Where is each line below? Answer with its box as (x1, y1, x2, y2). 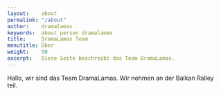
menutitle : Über (7, 42, 54, 49)
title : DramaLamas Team (7, 36, 89, 43)
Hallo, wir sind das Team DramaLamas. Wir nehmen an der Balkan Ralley (7, 74, 214, 82)
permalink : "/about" (7, 17, 67, 23)
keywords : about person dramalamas (7, 29, 113, 36)
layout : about (7, 10, 58, 17)
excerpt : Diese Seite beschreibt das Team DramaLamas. (7, 55, 175, 62)
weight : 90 (7, 49, 48, 56)
